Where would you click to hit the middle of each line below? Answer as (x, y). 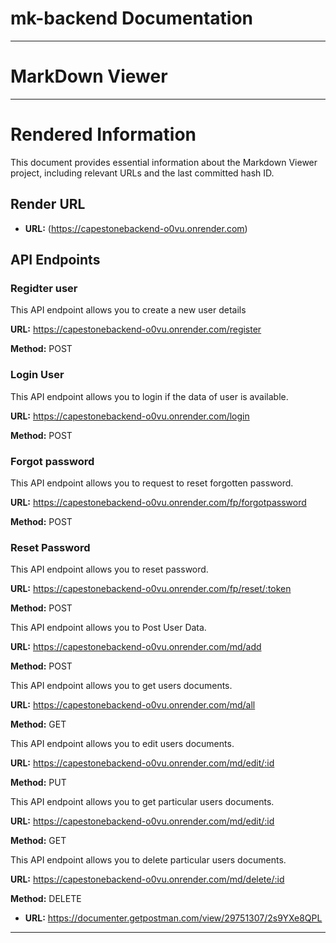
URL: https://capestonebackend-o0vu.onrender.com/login (130, 416)
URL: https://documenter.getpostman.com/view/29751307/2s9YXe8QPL (173, 918)
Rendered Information (103, 134)
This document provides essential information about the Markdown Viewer (164, 162)
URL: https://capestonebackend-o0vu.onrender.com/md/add (136, 647)
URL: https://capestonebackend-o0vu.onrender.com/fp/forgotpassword (158, 502)
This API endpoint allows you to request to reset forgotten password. (152, 483)
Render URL (48, 204)
